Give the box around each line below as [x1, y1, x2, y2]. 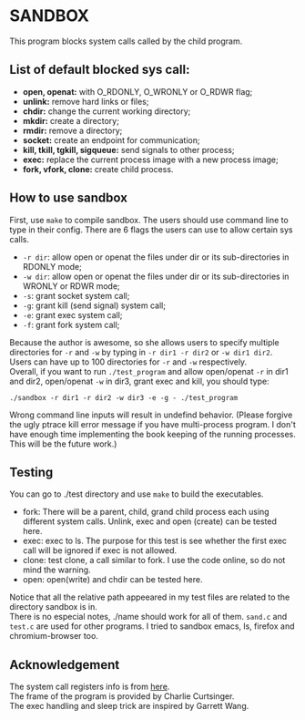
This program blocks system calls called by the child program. [9, 36, 243, 46]
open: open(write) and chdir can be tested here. [22, 574, 203, 585]
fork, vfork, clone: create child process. [22, 163, 174, 174]
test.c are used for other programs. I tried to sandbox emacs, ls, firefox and [9, 621, 295, 632]
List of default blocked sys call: [9, 62, 190, 77]
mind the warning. [22, 564, 91, 575]
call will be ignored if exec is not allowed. [22, 545, 178, 556]
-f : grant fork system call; [22, 319, 120, 330]
